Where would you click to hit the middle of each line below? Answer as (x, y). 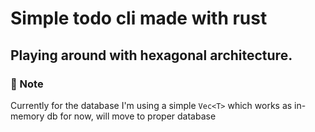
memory (27, 116)
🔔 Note (27, 84)
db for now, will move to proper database (131, 116)
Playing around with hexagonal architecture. (151, 55)
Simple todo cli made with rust (139, 18)
